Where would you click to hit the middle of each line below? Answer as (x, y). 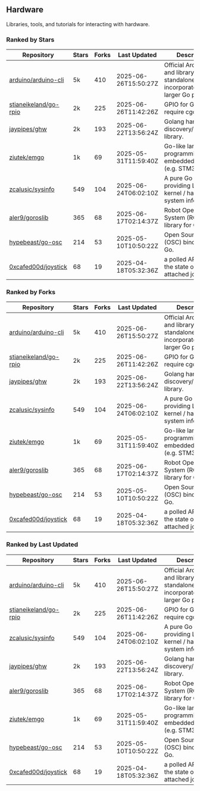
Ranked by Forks (31, 292)
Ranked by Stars (30, 39)
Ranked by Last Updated (42, 544)
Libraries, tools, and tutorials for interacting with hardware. (78, 24)
